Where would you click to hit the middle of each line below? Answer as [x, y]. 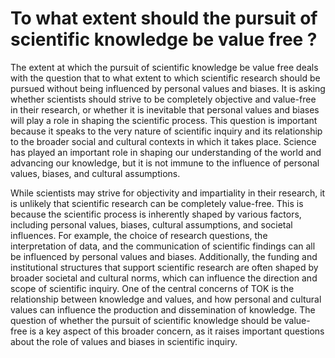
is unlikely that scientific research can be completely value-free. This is [157, 203]
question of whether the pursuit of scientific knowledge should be [146, 320]
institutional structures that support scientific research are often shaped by [164, 267]
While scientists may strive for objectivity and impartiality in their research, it [168, 193]
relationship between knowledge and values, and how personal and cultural [166, 299]
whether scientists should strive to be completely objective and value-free [163, 99]
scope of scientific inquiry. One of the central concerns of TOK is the [152, 288]
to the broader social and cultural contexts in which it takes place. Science [163, 141]
